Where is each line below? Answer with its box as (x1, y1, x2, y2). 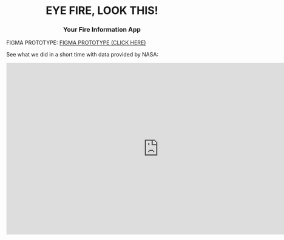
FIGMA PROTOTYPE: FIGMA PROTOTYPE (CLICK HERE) (6, 39, 146, 46)
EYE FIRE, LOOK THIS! (45, 4, 159, 18)
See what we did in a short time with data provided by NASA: (6, 51, 159, 58)
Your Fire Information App (63, 26, 141, 34)
